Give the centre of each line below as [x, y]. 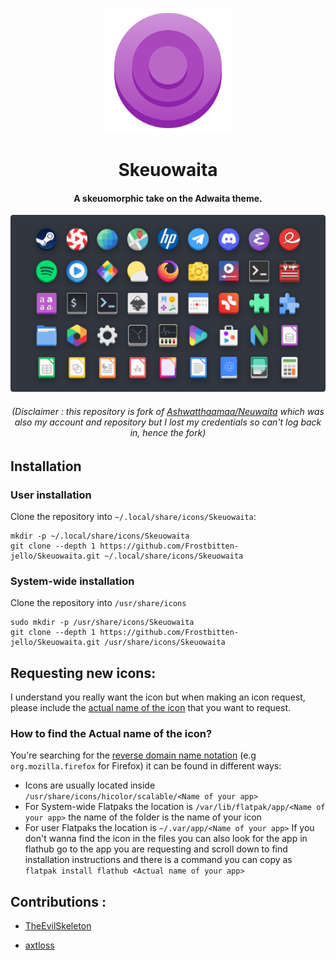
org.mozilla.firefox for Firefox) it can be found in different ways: [146, 766]
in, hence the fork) [168, 432]
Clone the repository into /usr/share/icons [98, 603]
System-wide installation [72, 581]
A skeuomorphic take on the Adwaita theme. [168, 198]
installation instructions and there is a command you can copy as [158, 860]
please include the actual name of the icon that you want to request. [150, 707]
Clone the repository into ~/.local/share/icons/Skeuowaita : [133, 516]
